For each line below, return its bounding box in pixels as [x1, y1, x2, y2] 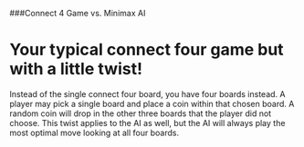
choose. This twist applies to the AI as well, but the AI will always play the [9, 117, 286, 128]
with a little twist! [9, 59, 143, 80]
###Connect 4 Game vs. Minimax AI [9, 8, 146, 18]
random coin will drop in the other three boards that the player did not [9, 108, 272, 119]
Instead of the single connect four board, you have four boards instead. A [9, 88, 286, 99]
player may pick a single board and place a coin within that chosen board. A [9, 98, 295, 109]
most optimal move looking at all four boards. [9, 127, 180, 138]
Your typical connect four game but [9, 40, 285, 60]
